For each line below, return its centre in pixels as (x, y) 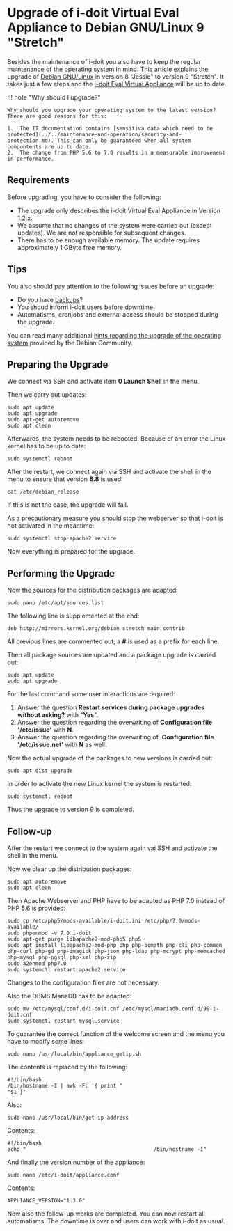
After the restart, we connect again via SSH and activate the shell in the (110, 472)
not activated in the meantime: (51, 526)
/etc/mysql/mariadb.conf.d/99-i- (170, 1009)
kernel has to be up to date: (47, 446)
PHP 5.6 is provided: (37, 908)
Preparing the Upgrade (58, 364)
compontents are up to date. (49, 147)
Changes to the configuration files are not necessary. (83, 982)
